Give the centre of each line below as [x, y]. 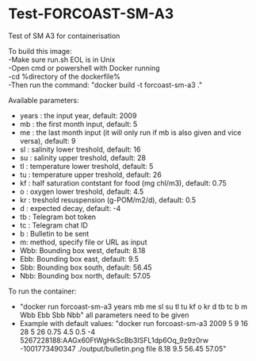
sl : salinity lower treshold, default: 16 [80, 149]
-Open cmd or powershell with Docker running [84, 67]
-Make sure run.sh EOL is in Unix [62, 60]
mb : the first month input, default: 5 [78, 124]
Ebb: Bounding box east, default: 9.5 [79, 259]
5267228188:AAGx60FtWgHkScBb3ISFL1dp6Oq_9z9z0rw [114, 340]
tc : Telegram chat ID [54, 225]
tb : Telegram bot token [58, 217]
